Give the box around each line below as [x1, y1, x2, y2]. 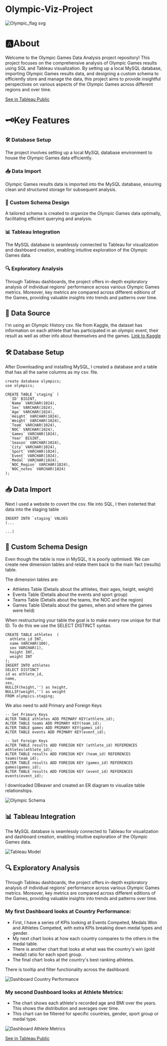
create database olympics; [5, 379, 61, 384]
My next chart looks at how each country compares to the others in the [12, 935, 159, 941]
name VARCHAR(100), [9, 641, 50, 646]
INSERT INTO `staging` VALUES [5, 516, 68, 521]
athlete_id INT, [9, 637, 43, 642]
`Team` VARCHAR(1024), [9, 423, 57, 428]
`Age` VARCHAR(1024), [9, 409, 55, 414]
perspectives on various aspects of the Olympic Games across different [5, 81, 153, 87]
